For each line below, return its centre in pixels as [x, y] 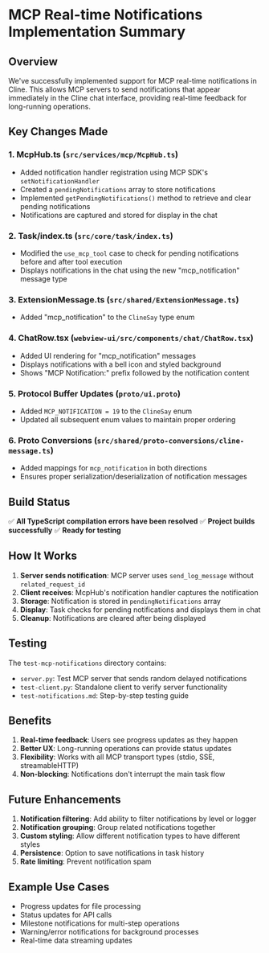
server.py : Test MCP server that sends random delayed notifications [133, 678]
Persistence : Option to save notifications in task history [112, 853]
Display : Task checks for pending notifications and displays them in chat [140, 610]
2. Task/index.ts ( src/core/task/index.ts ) [91, 236]
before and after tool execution [71, 261]
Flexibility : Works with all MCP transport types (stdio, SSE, [117, 757]
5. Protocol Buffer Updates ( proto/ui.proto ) [94, 393]
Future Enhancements [65, 799]
